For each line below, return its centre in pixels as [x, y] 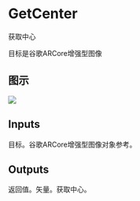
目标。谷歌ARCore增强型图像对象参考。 [72, 144]
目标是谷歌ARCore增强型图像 [55, 53]
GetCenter [43, 14]
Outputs [29, 169]
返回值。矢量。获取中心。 [50, 189]
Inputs [24, 124]
